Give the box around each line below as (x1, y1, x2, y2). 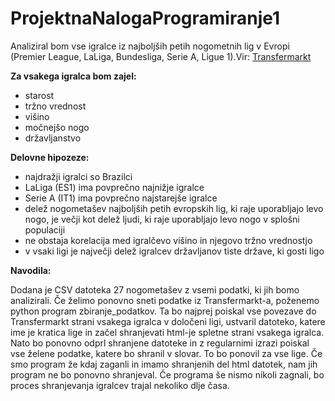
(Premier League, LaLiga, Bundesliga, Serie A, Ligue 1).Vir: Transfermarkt (10, 50, 312, 62)
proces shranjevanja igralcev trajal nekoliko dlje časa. (10, 379, 230, 391)
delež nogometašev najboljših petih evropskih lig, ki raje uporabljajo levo (24, 202, 324, 214)
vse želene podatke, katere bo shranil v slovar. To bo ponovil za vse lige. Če (10, 347, 323, 359)
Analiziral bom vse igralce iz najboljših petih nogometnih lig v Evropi (10, 40, 290, 52)
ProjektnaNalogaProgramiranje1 (10, 7, 281, 30)
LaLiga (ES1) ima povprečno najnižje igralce (24, 181, 205, 193)
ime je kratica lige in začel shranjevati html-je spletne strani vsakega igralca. (10, 326, 325, 338)
